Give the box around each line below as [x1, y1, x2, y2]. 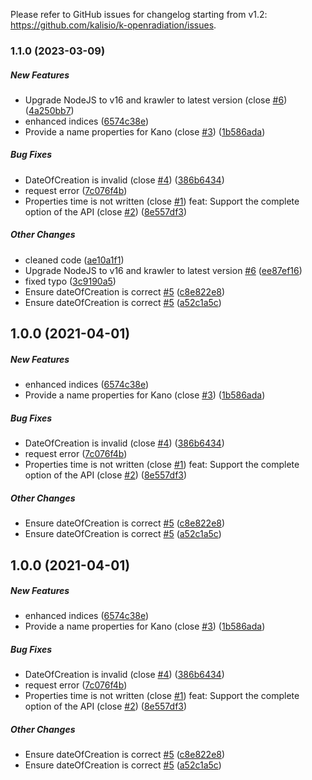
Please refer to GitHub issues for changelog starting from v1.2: [10, 9, 268, 20]
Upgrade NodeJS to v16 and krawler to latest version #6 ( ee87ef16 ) [24, 264, 303, 276]
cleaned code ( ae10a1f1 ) [24, 254, 125, 266]
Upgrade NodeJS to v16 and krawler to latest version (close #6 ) [24, 94, 288, 106]
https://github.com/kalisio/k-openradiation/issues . [10, 19, 217, 31]
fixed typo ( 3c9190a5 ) [24, 275, 117, 287]
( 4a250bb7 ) [24, 104, 75, 116]
